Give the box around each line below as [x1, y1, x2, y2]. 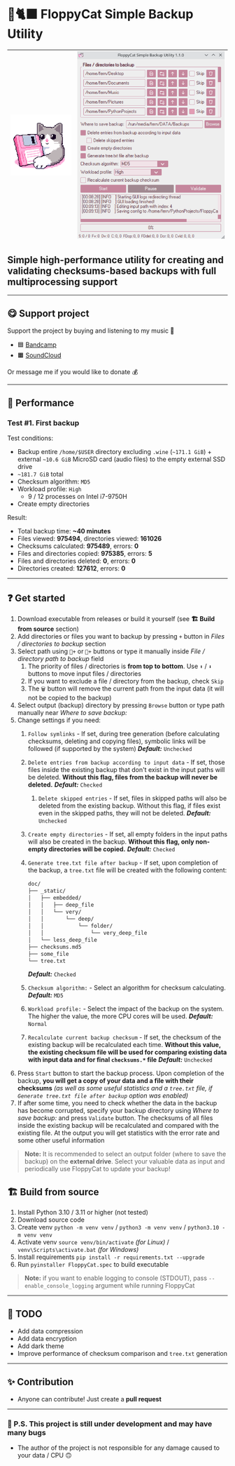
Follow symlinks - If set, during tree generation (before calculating [27, 730, 220, 738]
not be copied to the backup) [27, 693, 112, 702]
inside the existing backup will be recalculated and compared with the [17, 1121, 219, 1130]
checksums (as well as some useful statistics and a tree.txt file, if [17, 1084, 213, 1093]
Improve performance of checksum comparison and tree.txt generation [17, 1349, 227, 1357]
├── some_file [27, 951, 69, 958]
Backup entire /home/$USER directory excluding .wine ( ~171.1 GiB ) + [17, 448, 212, 456]
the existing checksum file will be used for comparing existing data [27, 1048, 227, 1057]
